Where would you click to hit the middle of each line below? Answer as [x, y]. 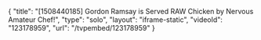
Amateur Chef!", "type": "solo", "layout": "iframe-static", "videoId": [116, 20]
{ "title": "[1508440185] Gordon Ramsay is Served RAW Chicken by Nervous [131, 11]
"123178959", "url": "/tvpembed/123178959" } [82, 28]
